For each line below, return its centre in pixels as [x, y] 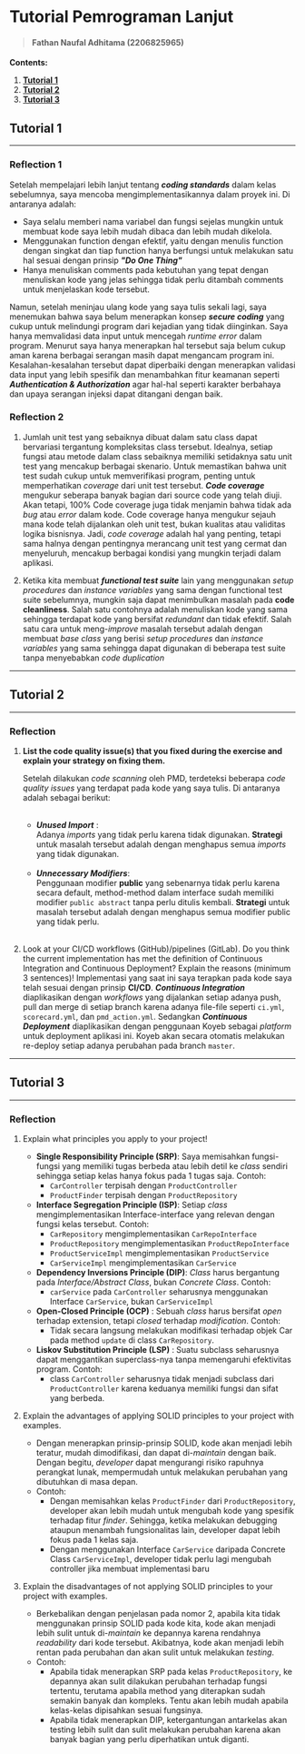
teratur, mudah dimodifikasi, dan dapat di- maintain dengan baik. [156, 1453]
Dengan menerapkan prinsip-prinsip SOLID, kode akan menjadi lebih [164, 1443]
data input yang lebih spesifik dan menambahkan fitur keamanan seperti [144, 374]
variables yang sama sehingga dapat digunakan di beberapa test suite [154, 648]
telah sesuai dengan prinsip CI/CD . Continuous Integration [133, 987]
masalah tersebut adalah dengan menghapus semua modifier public [163, 912]
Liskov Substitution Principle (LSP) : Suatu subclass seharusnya [157, 1350]
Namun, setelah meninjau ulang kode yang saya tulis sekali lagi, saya [138, 307]
